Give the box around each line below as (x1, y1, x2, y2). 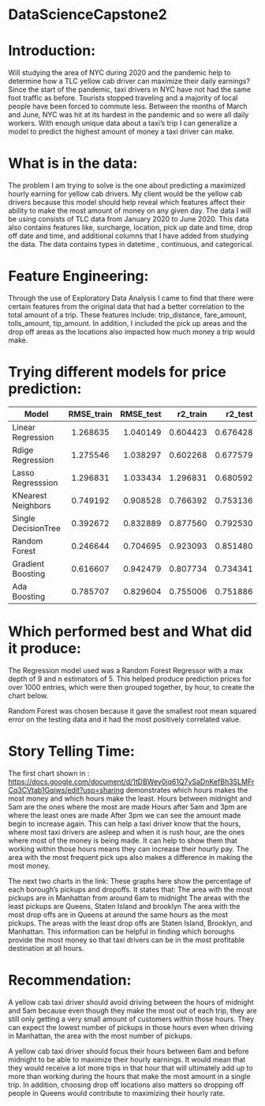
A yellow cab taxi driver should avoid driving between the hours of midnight (8, 997, 254, 1006)
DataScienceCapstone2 (8, 6, 167, 24)
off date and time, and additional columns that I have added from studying (8, 231, 248, 241)
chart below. (8, 691, 49, 700)
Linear (12, 422, 35, 433)
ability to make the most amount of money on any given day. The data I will (8, 206, 252, 215)
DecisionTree (12, 522, 61, 533)
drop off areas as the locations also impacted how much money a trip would (8, 327, 255, 336)
